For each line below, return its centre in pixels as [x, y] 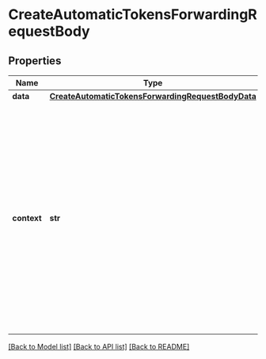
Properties [35, 61]
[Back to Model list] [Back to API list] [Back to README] [99, 347]
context [27, 218]
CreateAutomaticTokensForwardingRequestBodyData [153, 96]
